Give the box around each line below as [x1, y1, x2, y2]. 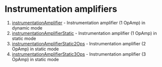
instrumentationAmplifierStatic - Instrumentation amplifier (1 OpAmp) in [11, 30, 157, 36]
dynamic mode [11, 25, 43, 31]
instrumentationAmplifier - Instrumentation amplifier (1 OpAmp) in [11, 20, 146, 26]
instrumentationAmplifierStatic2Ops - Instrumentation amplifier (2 [11, 40, 146, 46]
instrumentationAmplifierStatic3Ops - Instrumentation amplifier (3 [11, 51, 146, 57]
